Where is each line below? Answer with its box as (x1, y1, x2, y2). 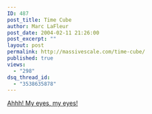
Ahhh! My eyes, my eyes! (7, 99, 78, 107)
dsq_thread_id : (7, 73, 51, 81)
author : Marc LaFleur (7, 23, 69, 30)
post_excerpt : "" (7, 36, 57, 43)
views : (7, 61, 26, 68)
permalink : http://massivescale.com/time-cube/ (7, 49, 146, 56)
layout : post (7, 42, 45, 49)
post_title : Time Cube (7, 16, 72, 23)
